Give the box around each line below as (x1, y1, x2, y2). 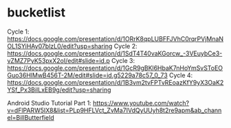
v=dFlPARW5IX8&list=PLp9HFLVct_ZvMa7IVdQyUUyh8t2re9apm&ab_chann (7, 106, 222, 114)
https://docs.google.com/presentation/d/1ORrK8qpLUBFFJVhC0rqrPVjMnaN (7, 34, 224, 42)
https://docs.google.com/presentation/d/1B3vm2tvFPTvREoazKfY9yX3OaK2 (7, 78, 224, 86)
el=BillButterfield (7, 113, 54, 121)
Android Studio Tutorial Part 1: (7, 99, 91, 107)
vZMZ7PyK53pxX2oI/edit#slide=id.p (7, 56, 110, 64)
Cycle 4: (168, 71, 193, 79)
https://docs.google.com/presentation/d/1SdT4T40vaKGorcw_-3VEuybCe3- (7, 49, 223, 57)
